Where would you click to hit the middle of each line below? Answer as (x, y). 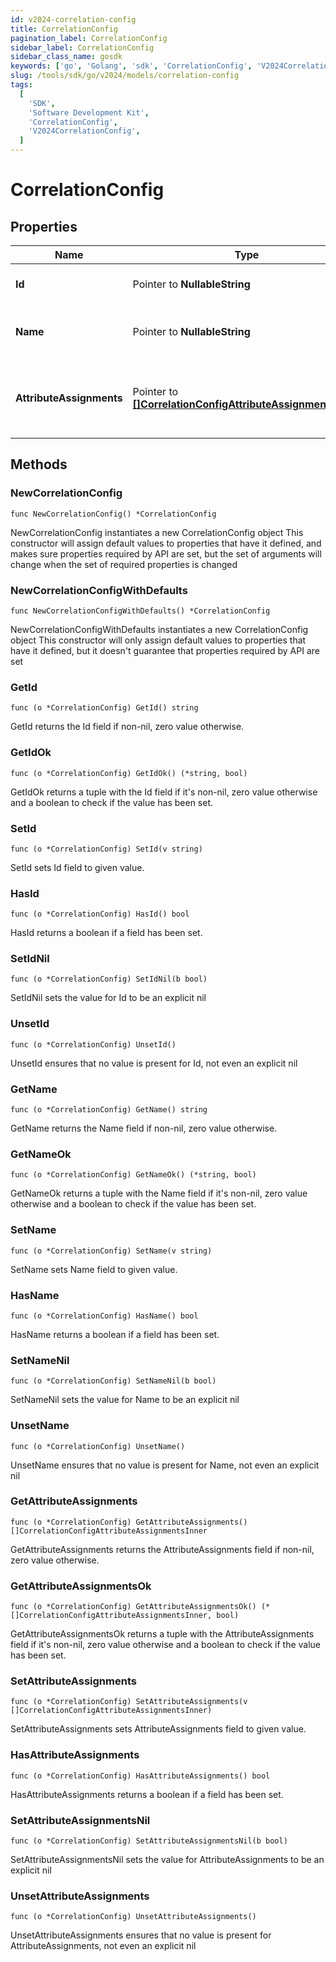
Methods (39, 464)
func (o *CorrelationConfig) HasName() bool (104, 1316)
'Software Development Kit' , (89, 112)
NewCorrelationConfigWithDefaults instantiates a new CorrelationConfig (159, 629)
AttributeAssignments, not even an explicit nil (103, 1946)
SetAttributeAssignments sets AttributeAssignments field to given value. (158, 1729)
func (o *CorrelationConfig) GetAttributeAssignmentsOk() (133, 1607)
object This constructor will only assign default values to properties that (158, 640)
